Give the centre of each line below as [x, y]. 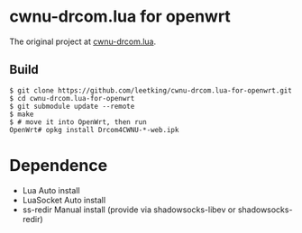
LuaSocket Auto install [64, 200]
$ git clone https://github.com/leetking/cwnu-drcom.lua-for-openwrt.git [151, 90]
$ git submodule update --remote [72, 106]
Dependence [59, 165]
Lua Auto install [51, 190]
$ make [22, 114]
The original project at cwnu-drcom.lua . [83, 41]
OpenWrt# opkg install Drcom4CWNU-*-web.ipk [94, 130]
